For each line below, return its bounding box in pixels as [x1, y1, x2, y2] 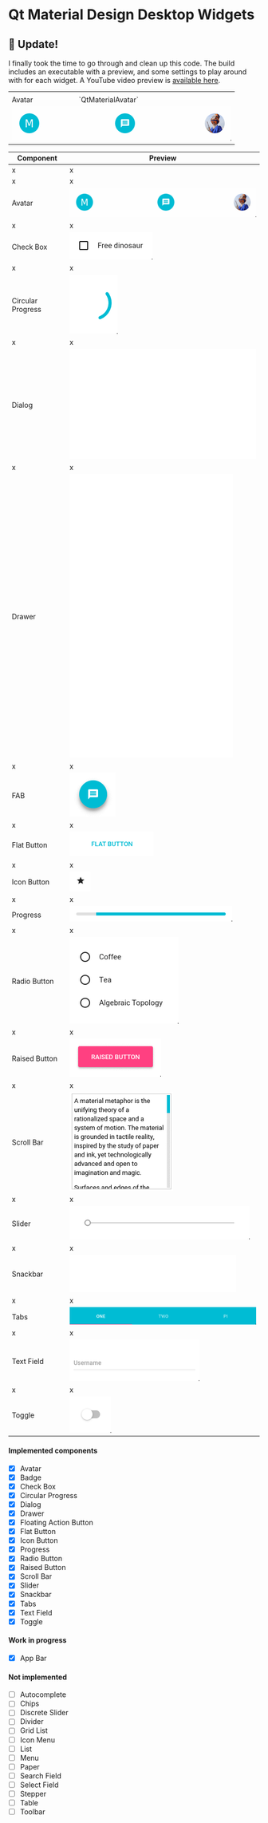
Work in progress [8, 1635, 67, 1645]
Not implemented [8, 1672, 68, 1682]
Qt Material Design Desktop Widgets [8, 6, 255, 24]
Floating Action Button [19, 1517, 93, 1527]
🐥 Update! [8, 38, 58, 51]
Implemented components [8, 1446, 98, 1455]
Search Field [19, 1770, 61, 1781]
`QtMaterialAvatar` [78, 95, 139, 105]
